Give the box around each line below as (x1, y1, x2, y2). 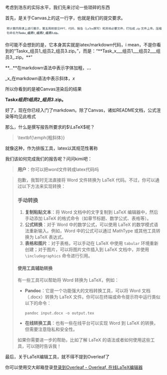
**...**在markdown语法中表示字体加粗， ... (5, 64, 91, 71)
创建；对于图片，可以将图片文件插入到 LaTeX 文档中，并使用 (24, 246, 150, 253)
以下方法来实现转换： (21, 183, 66, 189)
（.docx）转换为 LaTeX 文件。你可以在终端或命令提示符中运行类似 (24, 294, 161, 300)
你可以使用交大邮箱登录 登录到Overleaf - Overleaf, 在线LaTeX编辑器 (5, 365, 143, 371)
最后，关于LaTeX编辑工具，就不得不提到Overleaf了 (5, 354, 110, 360)
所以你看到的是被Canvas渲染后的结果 (5, 86, 82, 92)
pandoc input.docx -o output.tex (24, 311, 95, 316)
